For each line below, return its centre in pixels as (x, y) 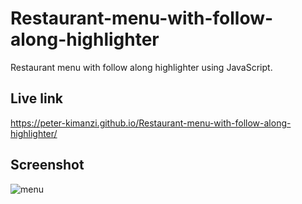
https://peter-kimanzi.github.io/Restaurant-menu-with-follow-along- (151, 123)
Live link (36, 98)
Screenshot (47, 165)
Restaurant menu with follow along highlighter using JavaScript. (141, 67)
